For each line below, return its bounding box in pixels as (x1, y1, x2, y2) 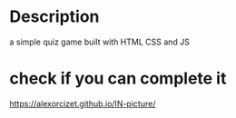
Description (9, 6, 100, 27)
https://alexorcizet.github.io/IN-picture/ (9, 98, 156, 109)
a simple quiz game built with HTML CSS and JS (9, 36, 191, 47)
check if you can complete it (9, 68, 227, 89)
